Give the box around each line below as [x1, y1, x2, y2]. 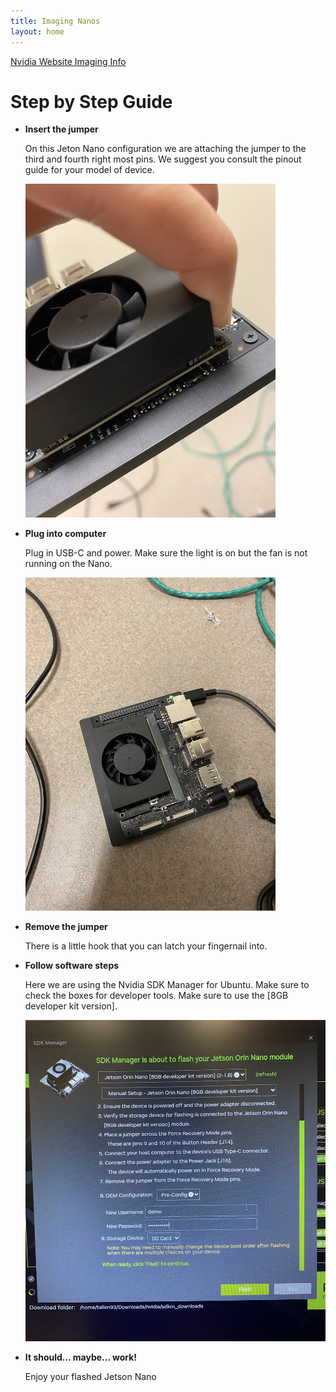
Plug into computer [24, 527, 107, 539]
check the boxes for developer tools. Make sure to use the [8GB [24, 990, 289, 1002]
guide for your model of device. [24, 164, 155, 176]
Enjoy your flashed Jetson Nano [24, 1370, 157, 1382]
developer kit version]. [24, 1000, 118, 1012]
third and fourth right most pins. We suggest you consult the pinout [24, 153, 302, 165]
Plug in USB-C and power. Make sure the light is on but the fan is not [24, 546, 308, 559]
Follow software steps [24, 960, 120, 972]
